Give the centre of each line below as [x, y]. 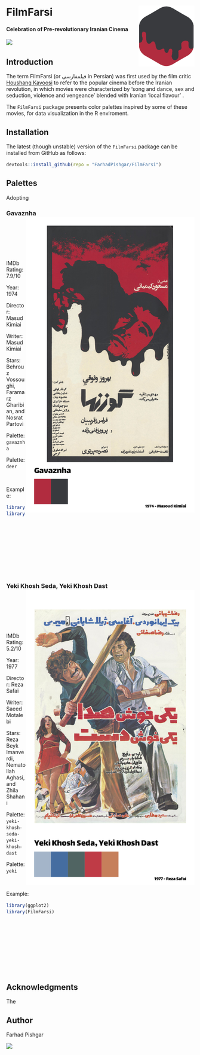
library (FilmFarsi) [30, 911]
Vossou [16, 379]
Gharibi [15, 405]
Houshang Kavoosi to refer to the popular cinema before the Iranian [89, 83]
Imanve [15, 752]
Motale [15, 715]
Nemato [16, 764]
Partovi [15, 424]
